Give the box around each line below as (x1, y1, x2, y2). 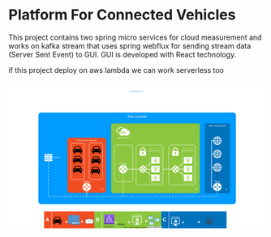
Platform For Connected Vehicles (8, 6, 236, 24)
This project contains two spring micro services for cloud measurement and (8, 32, 262, 42)
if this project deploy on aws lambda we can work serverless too (8, 65, 225, 74)
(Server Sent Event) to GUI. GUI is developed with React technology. (8, 49, 237, 59)
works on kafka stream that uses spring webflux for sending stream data (8, 40, 252, 50)
